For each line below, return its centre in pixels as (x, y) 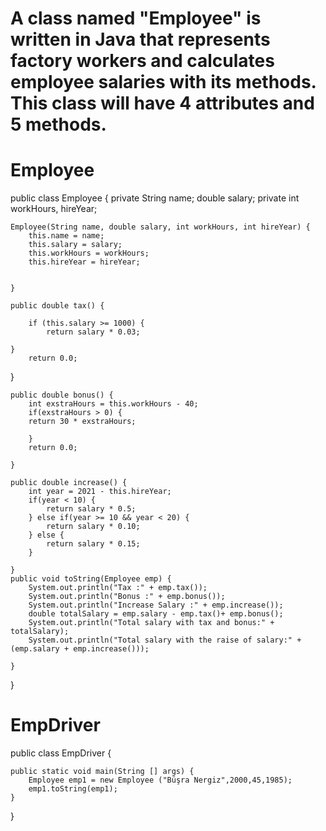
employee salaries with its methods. (163, 82)
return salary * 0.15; (93, 544)
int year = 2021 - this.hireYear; (100, 492)
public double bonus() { (62, 395)
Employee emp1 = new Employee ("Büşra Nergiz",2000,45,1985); (160, 780)
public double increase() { (69, 483)
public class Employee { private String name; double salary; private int (155, 198)
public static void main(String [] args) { (102, 772)
